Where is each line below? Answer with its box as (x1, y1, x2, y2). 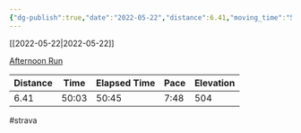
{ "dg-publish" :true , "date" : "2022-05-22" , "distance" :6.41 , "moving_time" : (9, 13, 287, 22)
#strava (9, 114, 38, 126)
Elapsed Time (95, 76, 156, 89)
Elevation (193, 76, 236, 89)
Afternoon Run (9, 55, 64, 66)
